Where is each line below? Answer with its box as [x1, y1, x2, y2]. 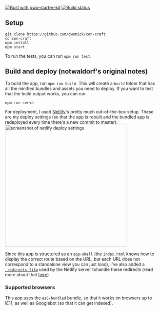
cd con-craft [5, 36, 32, 41]
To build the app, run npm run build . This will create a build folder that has [5, 80, 155, 86]
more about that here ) [5, 271, 49, 277]
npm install [5, 40, 29, 45]
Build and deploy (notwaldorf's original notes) [5, 67, 148, 76]
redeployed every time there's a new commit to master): [5, 119, 118, 125]
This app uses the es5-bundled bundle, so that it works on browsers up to [5, 295, 152, 301]
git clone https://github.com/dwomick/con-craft [5, 32, 106, 37]
